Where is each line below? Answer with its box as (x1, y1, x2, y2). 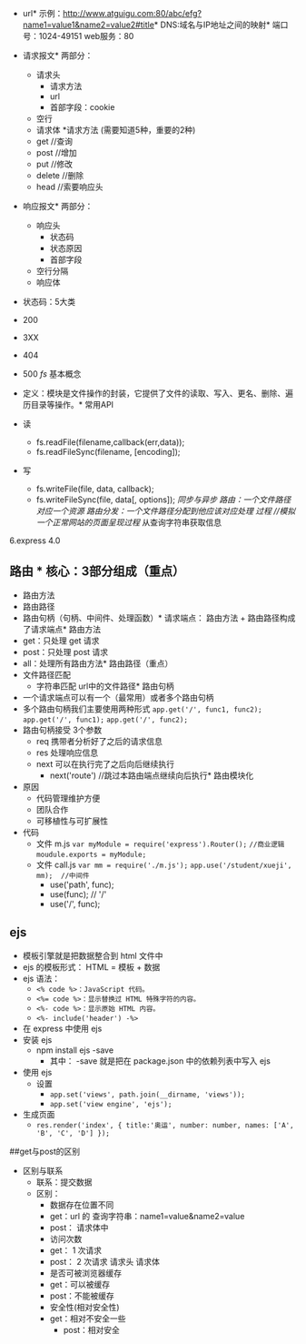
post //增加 (35, 147, 77, 157)
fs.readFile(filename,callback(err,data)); (35, 437, 185, 448)
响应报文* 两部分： (22, 201, 94, 211)
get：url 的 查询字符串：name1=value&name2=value (49, 1210, 245, 1221)
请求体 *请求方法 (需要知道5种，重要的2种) (35, 125, 196, 135)
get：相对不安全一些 (49, 1313, 126, 1324)
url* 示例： (22, 8, 64, 18)
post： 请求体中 (49, 1222, 109, 1233)
